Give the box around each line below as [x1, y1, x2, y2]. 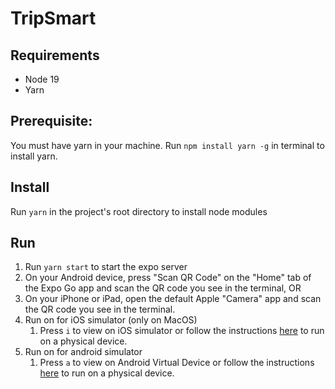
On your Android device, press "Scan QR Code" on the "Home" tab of [24, 272, 312, 284]
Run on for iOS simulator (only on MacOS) [24, 314, 198, 326]
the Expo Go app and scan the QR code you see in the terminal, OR [24, 282, 302, 294]
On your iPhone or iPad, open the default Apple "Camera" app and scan [24, 293, 322, 305]
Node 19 [24, 73, 60, 85]
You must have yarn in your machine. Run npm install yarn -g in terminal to [10, 139, 325, 151]
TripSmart [10, 7, 97, 30]
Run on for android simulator [24, 346, 143, 358]
